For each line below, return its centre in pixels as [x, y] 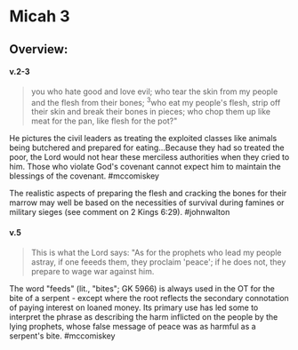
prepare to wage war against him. [93, 271]
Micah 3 [40, 16]
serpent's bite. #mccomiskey [62, 336]
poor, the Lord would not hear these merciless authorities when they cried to [149, 157]
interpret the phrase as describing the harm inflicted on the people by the [144, 316]
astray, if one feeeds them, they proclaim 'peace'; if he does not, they [158, 262]
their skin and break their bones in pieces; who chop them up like [151, 112]
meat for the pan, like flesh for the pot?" [104, 121]
